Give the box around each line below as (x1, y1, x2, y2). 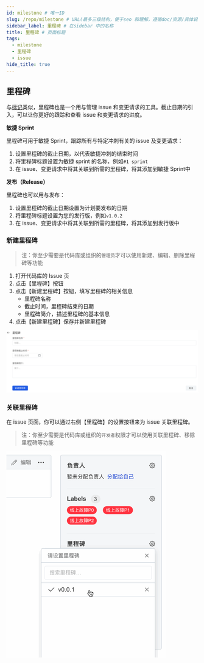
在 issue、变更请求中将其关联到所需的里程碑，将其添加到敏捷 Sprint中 (15, 165, 191, 173)
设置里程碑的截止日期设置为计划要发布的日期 (15, 205, 128, 212)
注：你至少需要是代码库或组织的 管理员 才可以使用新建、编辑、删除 (21, 251, 185, 259)
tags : (6, 35, 20, 42)
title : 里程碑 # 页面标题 (6, 29, 66, 35)
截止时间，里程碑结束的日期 (24, 302, 94, 310)
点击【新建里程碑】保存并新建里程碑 (15, 317, 107, 325)
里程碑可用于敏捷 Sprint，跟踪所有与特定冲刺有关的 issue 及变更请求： (6, 137, 183, 145)
